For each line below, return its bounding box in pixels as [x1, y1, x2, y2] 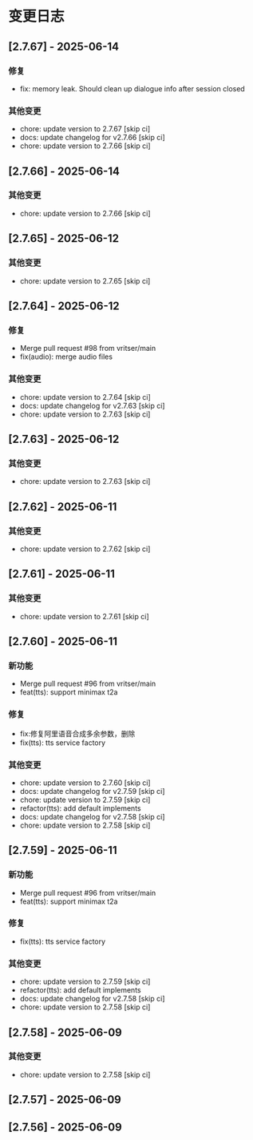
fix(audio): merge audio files [19, 352, 113, 361]
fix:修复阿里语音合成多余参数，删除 [19, 728, 136, 738]
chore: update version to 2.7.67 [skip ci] [19, 124, 150, 134]
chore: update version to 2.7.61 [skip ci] [19, 611, 149, 621]
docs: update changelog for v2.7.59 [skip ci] [19, 786, 165, 796]
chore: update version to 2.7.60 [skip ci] [19, 778, 151, 788]
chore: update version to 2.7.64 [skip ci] [19, 392, 152, 401]
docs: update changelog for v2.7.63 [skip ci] [19, 401, 165, 410]
